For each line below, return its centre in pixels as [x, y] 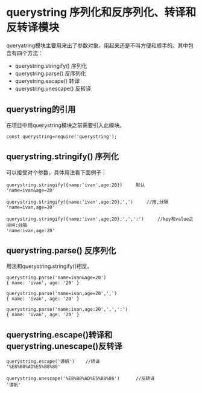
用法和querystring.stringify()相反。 [49, 266]
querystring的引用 [41, 109]
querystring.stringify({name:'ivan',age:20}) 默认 [76, 185]
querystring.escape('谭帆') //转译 [53, 362]
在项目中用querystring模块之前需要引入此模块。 [65, 125]
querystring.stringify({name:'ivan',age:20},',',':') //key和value [98, 219]
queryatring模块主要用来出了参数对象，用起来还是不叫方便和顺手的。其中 [97, 45]
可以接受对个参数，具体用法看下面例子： [56, 172]
